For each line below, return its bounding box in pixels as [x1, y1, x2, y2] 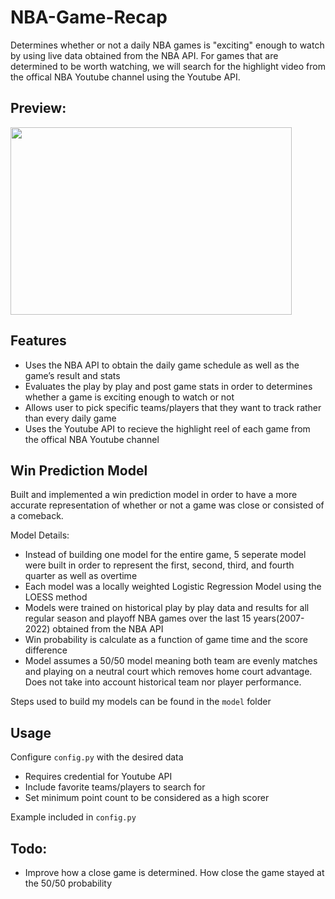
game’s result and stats [24, 369, 121, 381]
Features [10, 332, 67, 350]
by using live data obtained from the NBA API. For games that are [10, 49, 279, 61]
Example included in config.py [10, 811, 137, 823]
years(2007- [253, 612, 305, 625]
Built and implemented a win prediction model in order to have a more [10, 489, 298, 501]
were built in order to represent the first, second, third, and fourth [24, 559, 295, 571]
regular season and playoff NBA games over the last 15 [24, 612, 252, 625]
